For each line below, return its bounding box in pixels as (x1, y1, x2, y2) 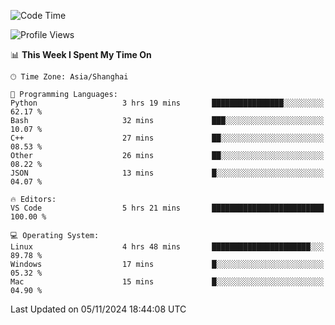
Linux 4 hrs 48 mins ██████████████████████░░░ (10, 242, 325, 252)
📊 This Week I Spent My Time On (10, 49, 152, 60)
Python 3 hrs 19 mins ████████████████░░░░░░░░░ (10, 98, 325, 108)
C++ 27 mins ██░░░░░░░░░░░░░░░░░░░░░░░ (10, 133, 325, 143)
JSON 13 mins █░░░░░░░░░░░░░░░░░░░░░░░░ (10, 168, 325, 178)
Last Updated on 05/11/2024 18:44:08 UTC (10, 303, 187, 315)
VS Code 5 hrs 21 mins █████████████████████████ (10, 203, 325, 213)
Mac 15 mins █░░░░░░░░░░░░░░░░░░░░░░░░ (10, 277, 325, 287)
